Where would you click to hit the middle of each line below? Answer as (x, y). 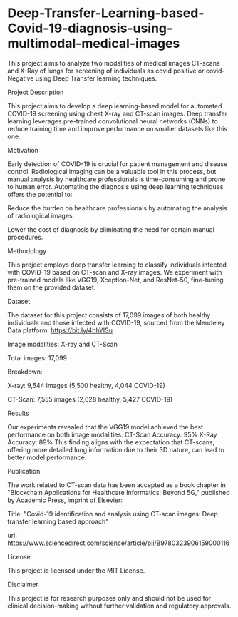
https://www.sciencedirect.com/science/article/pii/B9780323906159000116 (119, 543)
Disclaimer (23, 584)
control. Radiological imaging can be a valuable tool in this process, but (112, 171)
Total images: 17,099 (37, 357)
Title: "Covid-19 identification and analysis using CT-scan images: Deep (113, 514)
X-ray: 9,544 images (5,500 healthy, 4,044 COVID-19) (87, 385)
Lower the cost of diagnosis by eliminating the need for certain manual (111, 229)
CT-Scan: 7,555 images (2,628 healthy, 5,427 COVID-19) (90, 399)
